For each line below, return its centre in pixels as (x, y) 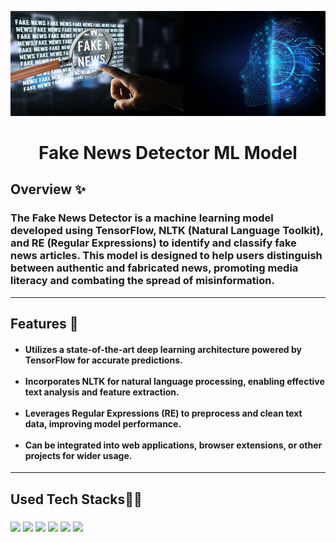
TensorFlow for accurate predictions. (103, 360)
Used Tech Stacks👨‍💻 (76, 499)
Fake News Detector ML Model (168, 152)
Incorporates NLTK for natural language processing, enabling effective (174, 381)
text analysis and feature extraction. (102, 392)
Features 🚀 (44, 324)
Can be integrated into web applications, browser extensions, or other (173, 445)
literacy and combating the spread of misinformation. (142, 281)
